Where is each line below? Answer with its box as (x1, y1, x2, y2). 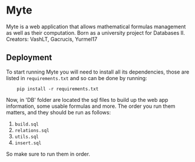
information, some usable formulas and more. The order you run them (6, 103, 176, 110)
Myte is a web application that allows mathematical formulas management (6, 23, 186, 30)
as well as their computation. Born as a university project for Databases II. (6, 29, 186, 36)
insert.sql (14, 140, 42, 146)
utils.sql (14, 134, 39, 140)
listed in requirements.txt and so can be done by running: (6, 74, 147, 81)
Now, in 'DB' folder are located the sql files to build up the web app (6, 96, 168, 103)
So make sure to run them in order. (6, 150, 90, 157)
